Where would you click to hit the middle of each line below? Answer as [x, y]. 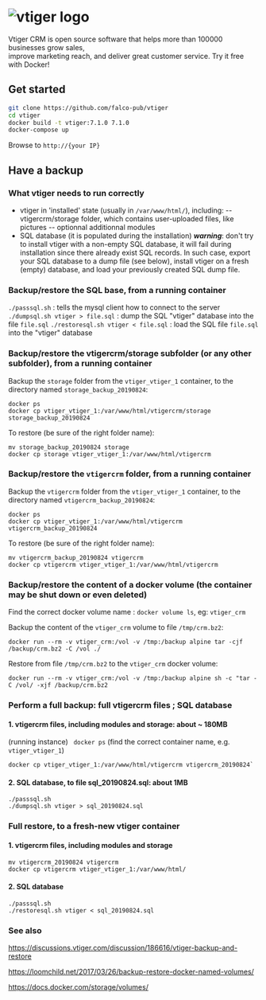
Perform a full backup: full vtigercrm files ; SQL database [120, 705]
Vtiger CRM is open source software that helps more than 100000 [116, 39]
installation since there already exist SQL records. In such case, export [135, 252]
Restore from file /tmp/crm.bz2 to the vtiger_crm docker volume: [113, 664]
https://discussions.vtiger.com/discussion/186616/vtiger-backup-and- [123, 948]
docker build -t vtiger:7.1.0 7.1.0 [69, 123]
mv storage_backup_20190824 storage [69, 447]
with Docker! [29, 64]
